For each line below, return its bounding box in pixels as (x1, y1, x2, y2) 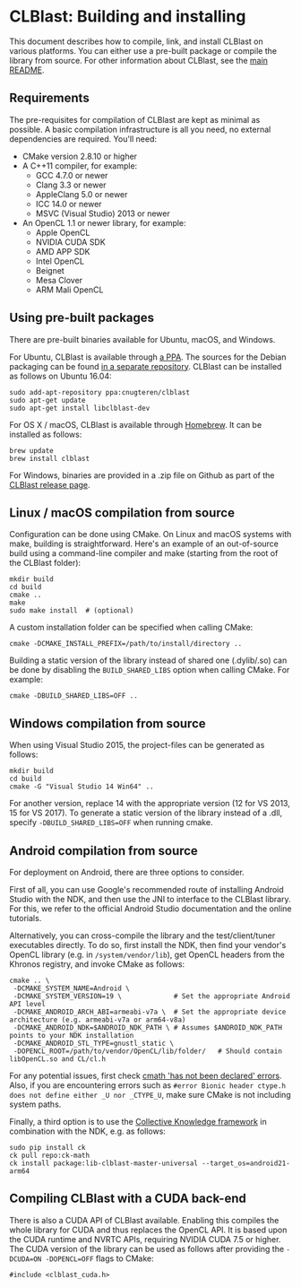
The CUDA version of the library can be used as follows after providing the (9, 1243, 285, 1254)
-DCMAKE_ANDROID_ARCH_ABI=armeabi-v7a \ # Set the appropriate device (13, 1007, 287, 1016)
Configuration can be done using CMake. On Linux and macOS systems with (9, 529, 292, 540)
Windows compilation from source (9, 716, 206, 731)
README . (9, 65, 45, 75)
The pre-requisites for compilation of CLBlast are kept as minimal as (9, 114, 261, 125)
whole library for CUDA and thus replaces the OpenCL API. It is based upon (9, 1224, 288, 1235)
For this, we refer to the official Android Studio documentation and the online (9, 903, 292, 914)
